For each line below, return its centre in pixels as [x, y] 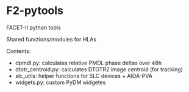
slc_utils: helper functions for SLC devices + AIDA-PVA [84, 76]
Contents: [19, 51]
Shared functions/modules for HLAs [51, 39]
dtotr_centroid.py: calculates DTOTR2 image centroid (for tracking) [99, 69]
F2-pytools [35, 11]
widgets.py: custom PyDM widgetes [60, 82]
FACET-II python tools [34, 27]
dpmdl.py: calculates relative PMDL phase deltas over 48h [88, 63]
